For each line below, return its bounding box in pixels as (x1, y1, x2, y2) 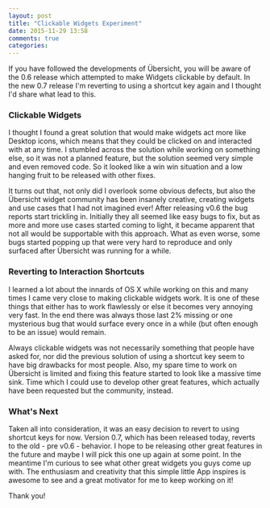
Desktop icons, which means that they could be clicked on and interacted (8, 136, 252, 146)
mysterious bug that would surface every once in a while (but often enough (8, 319, 259, 328)
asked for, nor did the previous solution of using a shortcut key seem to (8, 351, 245, 361)
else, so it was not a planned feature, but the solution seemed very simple (8, 154, 254, 163)
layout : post (8, 11, 52, 20)
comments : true (8, 34, 60, 43)
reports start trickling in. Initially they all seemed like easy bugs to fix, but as (8, 212, 260, 221)
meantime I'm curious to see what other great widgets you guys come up (8, 458, 251, 468)
